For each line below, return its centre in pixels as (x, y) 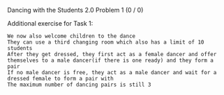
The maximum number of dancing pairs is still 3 (79, 85)
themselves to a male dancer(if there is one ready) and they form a (111, 60)
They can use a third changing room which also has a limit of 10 (106, 42)
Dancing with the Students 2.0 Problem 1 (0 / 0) (75, 10)
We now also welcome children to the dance (72, 36)
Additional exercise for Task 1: (50, 23)
